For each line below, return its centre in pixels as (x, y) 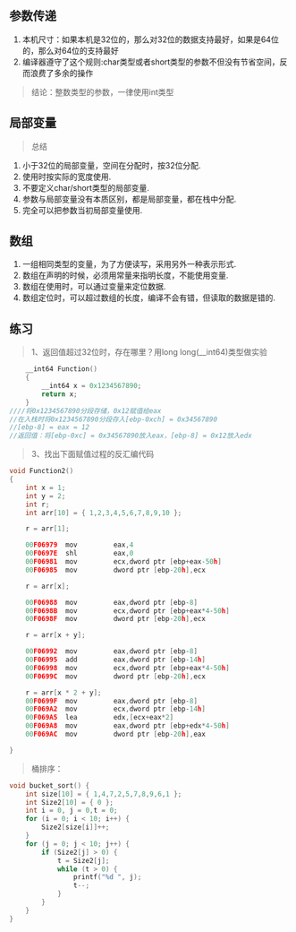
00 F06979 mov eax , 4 (80, 545)
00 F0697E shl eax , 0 (80, 554)
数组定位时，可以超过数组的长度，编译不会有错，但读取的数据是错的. (148, 298)
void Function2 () (42, 471)
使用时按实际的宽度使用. (67, 177)
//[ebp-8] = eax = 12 (50, 427)
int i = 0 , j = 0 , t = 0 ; (72, 811)
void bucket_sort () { (50, 785)
